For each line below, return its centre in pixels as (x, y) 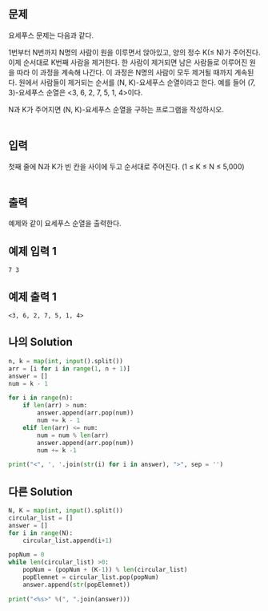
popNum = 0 (26, 555)
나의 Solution (41, 342)
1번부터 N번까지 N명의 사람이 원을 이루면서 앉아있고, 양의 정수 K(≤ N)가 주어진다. (134, 52)
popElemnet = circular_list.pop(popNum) (91, 577)
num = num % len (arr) (73, 435)
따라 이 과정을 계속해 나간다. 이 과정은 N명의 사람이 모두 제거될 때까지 (125, 72)
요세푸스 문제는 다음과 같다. (51, 35)
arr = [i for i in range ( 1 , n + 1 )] (69, 368)
